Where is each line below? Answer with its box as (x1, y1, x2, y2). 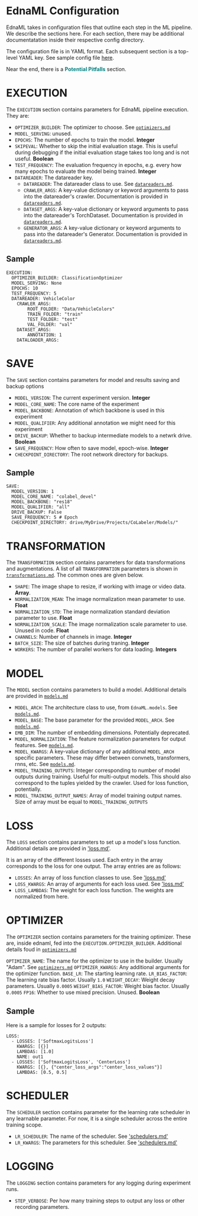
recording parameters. (14, 1203, 70, 1210)
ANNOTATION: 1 (27, 332, 62, 338)
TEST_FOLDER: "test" (27, 316, 78, 322)
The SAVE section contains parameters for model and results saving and (6, 376, 180, 383)
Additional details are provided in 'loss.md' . (6, 845, 111, 852)
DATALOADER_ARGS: (17, 337, 60, 343)
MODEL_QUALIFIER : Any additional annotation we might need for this (14, 419, 176, 426)
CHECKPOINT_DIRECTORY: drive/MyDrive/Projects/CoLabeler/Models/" (11, 520, 178, 526)
